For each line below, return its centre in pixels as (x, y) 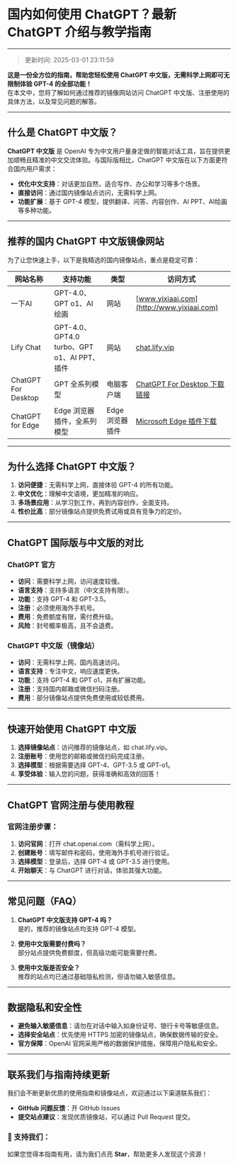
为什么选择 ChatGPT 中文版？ (72, 466)
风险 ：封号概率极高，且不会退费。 (67, 626)
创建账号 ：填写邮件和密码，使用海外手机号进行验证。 (95, 852)
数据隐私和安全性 (45, 1007)
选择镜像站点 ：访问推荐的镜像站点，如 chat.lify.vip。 (94, 747)
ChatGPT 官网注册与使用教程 (71, 805)
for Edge (25, 425)
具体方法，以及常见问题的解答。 (54, 101)
